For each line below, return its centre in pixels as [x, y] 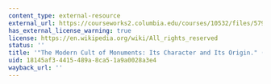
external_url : [32, 23]
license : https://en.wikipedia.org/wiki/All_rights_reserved [113, 38]
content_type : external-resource [65, 16]
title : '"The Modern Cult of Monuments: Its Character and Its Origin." [133, 53]
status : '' [27, 46]
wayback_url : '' [35, 68]
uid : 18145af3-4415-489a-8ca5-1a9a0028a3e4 [83, 61]
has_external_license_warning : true [70, 30]
